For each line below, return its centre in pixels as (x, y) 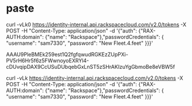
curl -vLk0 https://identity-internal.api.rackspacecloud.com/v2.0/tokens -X (96, 24)
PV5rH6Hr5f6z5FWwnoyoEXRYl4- (48, 61)
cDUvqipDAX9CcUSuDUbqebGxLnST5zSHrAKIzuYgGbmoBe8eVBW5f (91, 66)
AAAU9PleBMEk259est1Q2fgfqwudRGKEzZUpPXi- (67, 54)
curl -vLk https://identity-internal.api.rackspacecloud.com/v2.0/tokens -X (95, 78)
